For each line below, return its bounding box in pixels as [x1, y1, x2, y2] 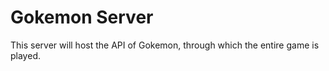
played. [10, 49, 41, 61]
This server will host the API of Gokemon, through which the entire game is [10, 39, 320, 51]
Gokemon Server [10, 6, 154, 29]
